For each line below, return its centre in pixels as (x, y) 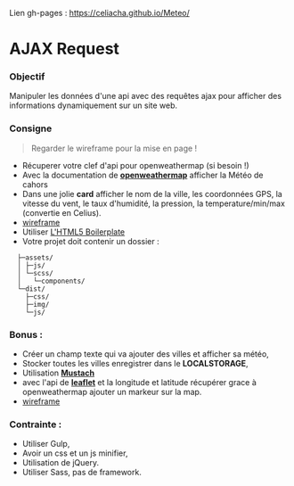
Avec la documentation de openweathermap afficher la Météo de (143, 175)
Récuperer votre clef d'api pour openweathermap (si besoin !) (135, 165)
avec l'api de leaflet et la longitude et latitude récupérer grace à (139, 383)
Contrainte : (36, 424)
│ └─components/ (52, 281)
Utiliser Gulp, (46, 444)
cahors (35, 184)
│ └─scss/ (35, 273)
